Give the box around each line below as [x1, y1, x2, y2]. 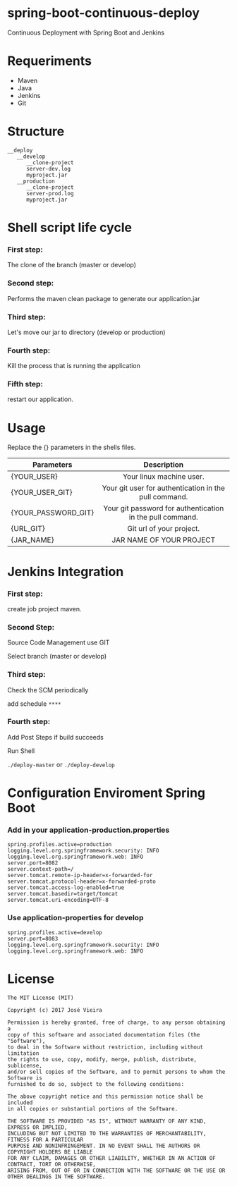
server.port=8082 [7, 860, 59, 867]
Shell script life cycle [7, 220, 133, 236]
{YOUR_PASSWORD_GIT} [11, 508, 95, 518]
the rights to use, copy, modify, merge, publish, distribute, [7, 1056, 197, 1063]
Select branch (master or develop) [7, 652, 107, 661]
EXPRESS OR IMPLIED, [7, 1123, 68, 1131]
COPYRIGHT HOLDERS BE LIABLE [7, 1148, 93, 1156]
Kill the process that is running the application [7, 362, 141, 370]
